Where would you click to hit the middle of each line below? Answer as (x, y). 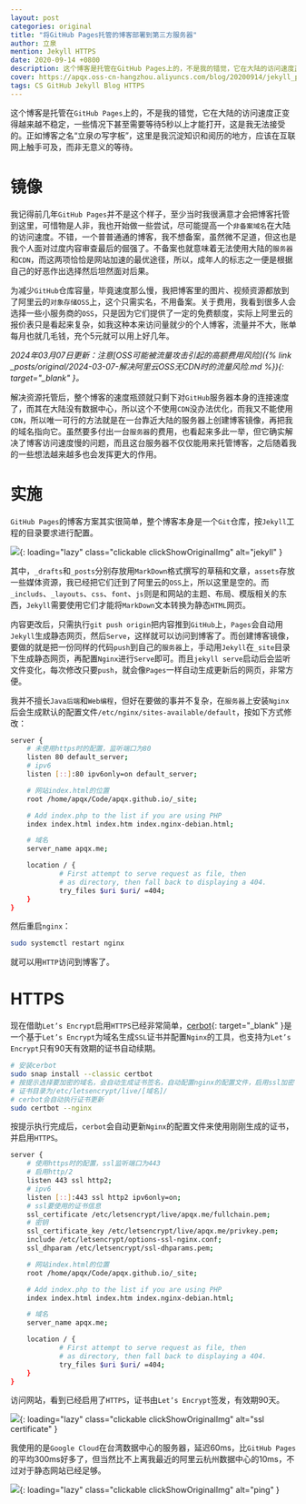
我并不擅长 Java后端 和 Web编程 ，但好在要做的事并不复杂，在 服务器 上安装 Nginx (150, 700)
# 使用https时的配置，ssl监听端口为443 (94, 1164)
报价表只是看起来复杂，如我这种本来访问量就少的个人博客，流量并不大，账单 (153, 324)
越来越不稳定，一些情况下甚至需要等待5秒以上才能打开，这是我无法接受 (152, 124)
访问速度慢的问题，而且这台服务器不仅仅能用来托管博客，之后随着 (165, 442)
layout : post (35, 18)
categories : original (51, 26)
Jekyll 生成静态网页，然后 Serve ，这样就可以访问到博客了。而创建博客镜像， (152, 635)
